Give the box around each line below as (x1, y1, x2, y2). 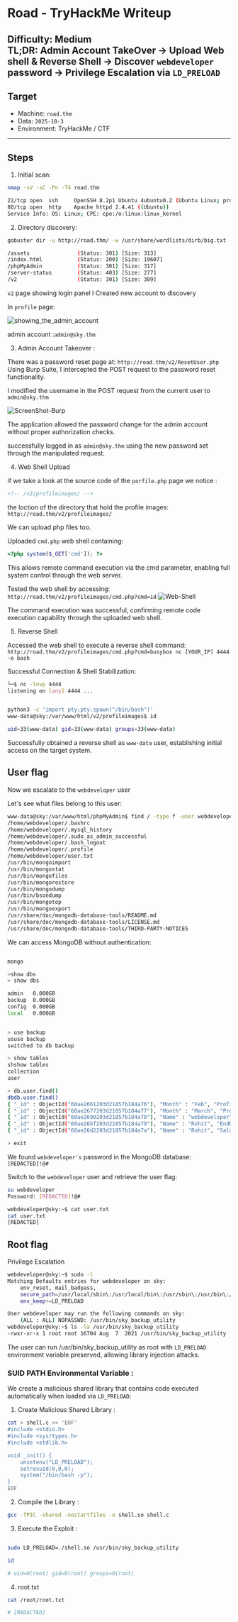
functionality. (7, 373, 46, 381)
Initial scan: (17, 170, 52, 179)
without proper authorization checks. (7, 427, 115, 436)
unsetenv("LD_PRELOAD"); (20, 1458, 93, 1466)
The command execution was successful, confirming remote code (7, 605, 200, 614)
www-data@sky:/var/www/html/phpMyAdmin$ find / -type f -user (7, 812, 195, 820)
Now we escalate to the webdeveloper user (7, 785, 131, 794)
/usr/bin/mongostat (7, 866, 65, 873)
